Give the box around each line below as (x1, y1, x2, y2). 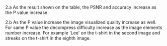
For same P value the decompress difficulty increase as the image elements (5, 24, 162, 30)
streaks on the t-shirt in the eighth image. (5, 35, 91, 41)
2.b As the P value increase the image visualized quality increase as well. (5, 19, 157, 25)
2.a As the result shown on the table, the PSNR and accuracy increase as (5, 4, 157, 10)
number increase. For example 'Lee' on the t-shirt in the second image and (5, 30, 160, 35)
